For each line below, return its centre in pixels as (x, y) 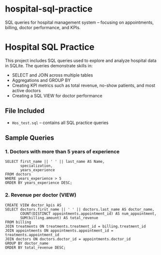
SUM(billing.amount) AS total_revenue (59, 218)
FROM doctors (18, 175)
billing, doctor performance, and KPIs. (43, 27)
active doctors (26, 90)
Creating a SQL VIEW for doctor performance (57, 96)
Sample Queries (30, 138)
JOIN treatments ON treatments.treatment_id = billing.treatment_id (75, 226)
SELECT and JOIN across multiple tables (52, 75)
